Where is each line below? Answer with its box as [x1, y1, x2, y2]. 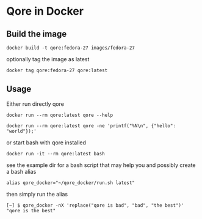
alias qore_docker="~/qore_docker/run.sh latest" [6, 179, 135, 186]
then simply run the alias [6, 190, 68, 198]
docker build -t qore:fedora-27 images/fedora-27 [6, 45, 135, 51]
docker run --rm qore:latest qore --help [6, 112, 114, 118]
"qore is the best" [6, 207, 56, 213]
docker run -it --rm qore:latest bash [6, 150, 105, 157]
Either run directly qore [6, 100, 64, 108]
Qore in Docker [6, 4, 84, 18]
